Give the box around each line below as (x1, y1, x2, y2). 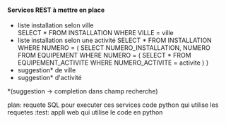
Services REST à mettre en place (7, 6, 105, 14)
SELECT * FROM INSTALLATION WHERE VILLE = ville (17, 29, 174, 37)
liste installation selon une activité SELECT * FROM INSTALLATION (17, 36, 212, 45)
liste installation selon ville (17, 21, 94, 30)
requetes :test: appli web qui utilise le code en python (7, 108, 163, 117)
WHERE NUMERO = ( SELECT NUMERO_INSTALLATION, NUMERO (17, 44, 210, 52)
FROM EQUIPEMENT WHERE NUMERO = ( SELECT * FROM (17, 51, 192, 60)
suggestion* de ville (17, 66, 76, 75)
